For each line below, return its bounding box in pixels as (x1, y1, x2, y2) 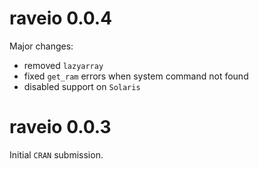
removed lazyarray (23, 59, 104, 71)
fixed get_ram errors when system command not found (23, 70, 249, 82)
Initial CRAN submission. (9, 148, 104, 161)
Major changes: (9, 40, 74, 52)
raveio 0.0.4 (9, 7, 113, 30)
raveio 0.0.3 (9, 116, 112, 139)
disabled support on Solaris (23, 80, 141, 92)
